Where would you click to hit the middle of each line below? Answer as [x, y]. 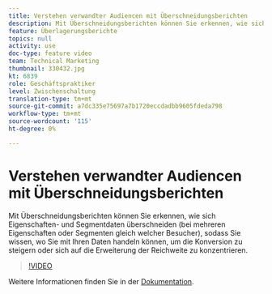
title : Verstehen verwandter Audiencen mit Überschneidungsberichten [128, 16]
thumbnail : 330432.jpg [47, 69]
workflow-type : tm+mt [45, 114]
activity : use [32, 46]
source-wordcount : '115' [50, 121]
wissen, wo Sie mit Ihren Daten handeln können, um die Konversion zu [125, 241]
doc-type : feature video [50, 53]
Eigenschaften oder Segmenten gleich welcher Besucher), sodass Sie [125, 232]
